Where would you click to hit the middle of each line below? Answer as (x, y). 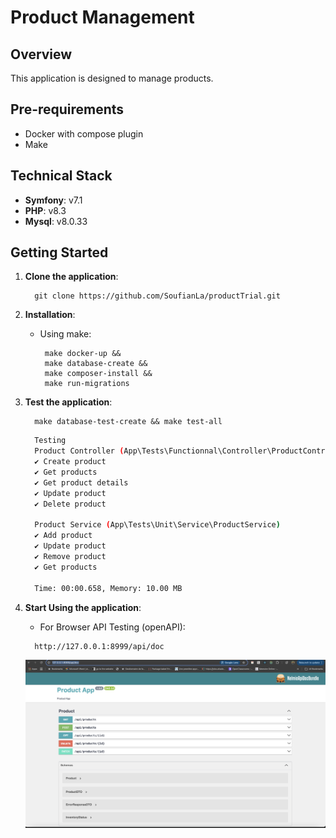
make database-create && (96, 364)
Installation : (50, 315)
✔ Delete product (70, 504)
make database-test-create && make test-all (128, 422)
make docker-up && (83, 354)
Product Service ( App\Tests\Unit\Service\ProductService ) (157, 525)
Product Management (102, 17)
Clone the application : (71, 277)
